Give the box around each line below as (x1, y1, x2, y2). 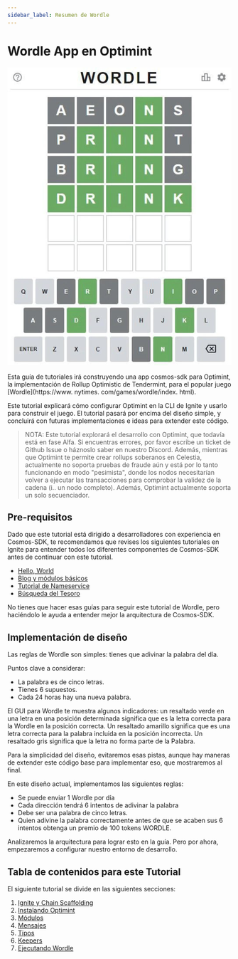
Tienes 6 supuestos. (17, 686, 78, 694)
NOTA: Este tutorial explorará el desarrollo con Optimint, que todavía (24, 430, 225, 439)
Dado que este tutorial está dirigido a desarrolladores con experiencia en (7, 530, 221, 539)
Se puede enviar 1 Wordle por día (17, 794, 115, 802)
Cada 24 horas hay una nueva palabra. (17, 693, 131, 701)
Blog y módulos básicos (17, 574, 88, 583)
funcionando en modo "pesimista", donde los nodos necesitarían (24, 468, 215, 476)
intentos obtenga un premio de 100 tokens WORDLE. (17, 824, 172, 832)
